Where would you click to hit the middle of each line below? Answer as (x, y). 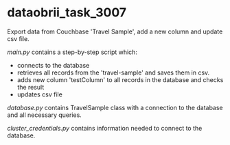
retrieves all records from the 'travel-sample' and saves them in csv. (113, 72)
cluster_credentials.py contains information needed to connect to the (105, 128)
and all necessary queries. (45, 115)
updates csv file (40, 94)
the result (31, 87)
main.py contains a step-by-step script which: (72, 52)
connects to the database (53, 65)
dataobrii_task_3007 (67, 13)
